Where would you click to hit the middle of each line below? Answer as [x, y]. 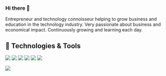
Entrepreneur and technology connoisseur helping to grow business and [81, 19]
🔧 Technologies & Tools [43, 46]
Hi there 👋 [18, 8]
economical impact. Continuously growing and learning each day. [74, 30]
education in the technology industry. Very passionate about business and [83, 24]
